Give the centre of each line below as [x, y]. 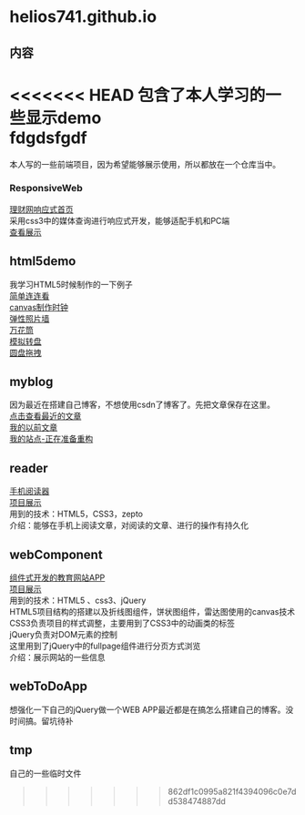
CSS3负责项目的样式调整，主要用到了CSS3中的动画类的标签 [122, 623]
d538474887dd [197, 801]
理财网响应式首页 [41, 209]
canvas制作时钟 [39, 307]
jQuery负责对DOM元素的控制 [64, 635]
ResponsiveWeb [46, 188]
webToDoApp [49, 686]
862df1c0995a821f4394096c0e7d [232, 791]
